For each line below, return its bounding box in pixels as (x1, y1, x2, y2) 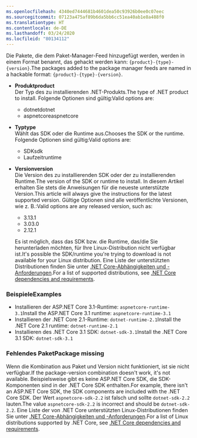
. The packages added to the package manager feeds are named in (29, 65, 191, 71)
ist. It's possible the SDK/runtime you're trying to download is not (14, 250, 172, 258)
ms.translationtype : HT (6, 19, 65, 25)
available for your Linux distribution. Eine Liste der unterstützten (14, 257, 170, 263)
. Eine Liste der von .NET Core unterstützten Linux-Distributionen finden (14, 406, 188, 413)
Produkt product (14, 82, 55, 89)
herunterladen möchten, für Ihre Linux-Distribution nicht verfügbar (14, 245, 176, 251)
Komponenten (6, 382, 41, 389)
